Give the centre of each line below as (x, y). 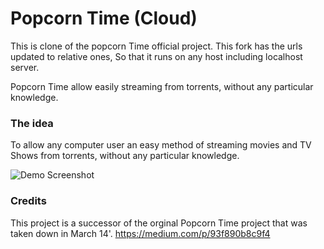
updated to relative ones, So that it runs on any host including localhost (156, 56)
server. (25, 67)
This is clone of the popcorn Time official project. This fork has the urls (156, 46)
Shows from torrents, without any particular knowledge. (125, 156)
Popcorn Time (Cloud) (104, 18)
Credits (28, 201)
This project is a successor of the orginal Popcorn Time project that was (159, 223)
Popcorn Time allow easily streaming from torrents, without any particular (162, 86)
